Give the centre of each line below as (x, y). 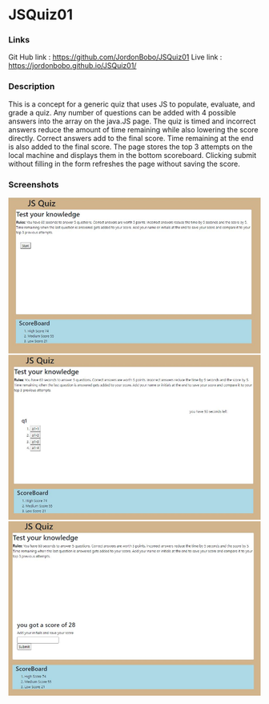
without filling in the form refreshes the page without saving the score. (124, 164)
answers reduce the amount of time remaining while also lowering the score (133, 129)
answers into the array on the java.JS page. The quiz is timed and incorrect (132, 121)
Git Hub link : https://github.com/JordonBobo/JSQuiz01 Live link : (115, 57)
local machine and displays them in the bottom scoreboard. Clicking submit (132, 155)
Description (32, 87)
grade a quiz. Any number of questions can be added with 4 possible (122, 112)
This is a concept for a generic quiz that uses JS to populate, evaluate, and (132, 104)
